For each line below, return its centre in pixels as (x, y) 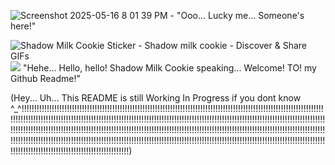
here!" (23, 26)
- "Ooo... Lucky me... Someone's (237, 15)
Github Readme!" (45, 78)
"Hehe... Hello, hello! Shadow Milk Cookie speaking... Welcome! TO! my (169, 68)
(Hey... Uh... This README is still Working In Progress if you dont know (156, 98)
